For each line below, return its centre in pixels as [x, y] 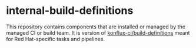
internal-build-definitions [70, 11]
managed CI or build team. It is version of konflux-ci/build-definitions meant [98, 32]
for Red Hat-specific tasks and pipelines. [55, 39]
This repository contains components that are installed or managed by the [96, 27]
